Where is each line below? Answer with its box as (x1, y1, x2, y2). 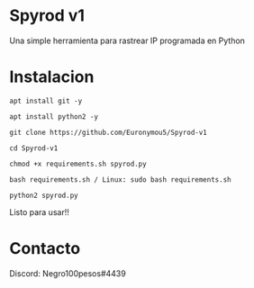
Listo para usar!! (9, 206, 69, 217)
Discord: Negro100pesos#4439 (9, 267, 126, 279)
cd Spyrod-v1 (9, 143, 59, 153)
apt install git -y (9, 96, 83, 105)
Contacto (9, 238, 81, 259)
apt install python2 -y (9, 112, 99, 121)
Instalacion (9, 67, 95, 87)
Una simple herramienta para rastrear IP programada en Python (9, 35, 246, 46)
